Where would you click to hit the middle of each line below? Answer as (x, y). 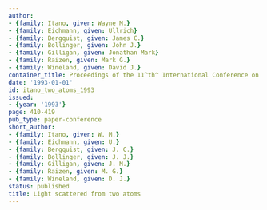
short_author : (32, 127)
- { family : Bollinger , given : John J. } (75, 46)
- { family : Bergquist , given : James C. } (77, 38)
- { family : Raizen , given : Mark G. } (69, 61)
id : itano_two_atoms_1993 (51, 90)
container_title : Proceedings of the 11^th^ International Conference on (134, 75)
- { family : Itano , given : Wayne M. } (69, 23)
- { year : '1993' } (37, 105)
